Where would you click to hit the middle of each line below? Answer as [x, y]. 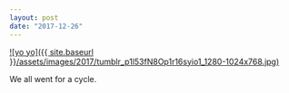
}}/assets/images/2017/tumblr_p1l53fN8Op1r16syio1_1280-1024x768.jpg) [144, 61]
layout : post [34, 18]
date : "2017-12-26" [46, 26]
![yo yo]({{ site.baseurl [51, 51]
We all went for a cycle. [53, 79]
